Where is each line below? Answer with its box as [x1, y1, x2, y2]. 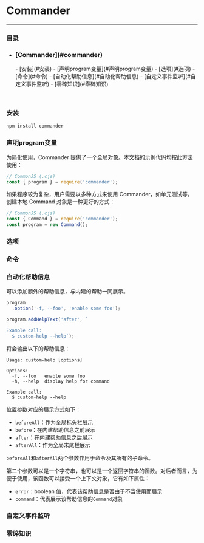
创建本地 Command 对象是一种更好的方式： [6, 198, 115, 205]
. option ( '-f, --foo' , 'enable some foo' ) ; [12, 306, 121, 312]
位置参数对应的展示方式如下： [6, 405, 81, 413]
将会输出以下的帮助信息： [6, 344, 70, 352]
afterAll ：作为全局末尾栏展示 [15, 441, 91, 448]
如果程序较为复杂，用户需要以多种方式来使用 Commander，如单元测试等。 [6, 191, 193, 198]
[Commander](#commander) [15, 50, 103, 59]
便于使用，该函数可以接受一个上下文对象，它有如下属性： [6, 474, 150, 482]
